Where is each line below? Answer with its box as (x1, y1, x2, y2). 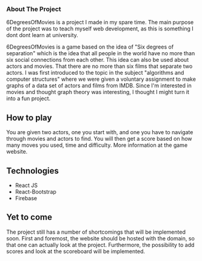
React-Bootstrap (15, 188, 56, 195)
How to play (6, 112, 52, 123)
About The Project (6, 5, 62, 13)
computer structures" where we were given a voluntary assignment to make (6, 75, 196, 83)
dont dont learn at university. (6, 32, 79, 39)
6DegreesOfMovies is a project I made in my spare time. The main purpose (6, 19, 194, 26)
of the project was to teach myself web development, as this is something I (6, 25, 194, 32)
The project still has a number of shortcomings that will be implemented (6, 228, 186, 236)
